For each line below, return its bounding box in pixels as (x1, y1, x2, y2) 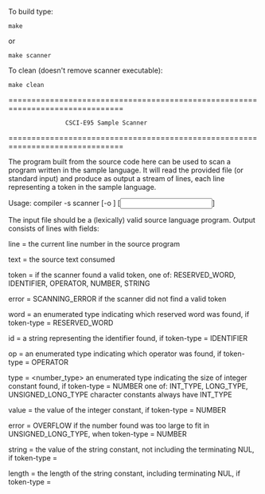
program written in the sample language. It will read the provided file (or (8, 165, 244, 175)
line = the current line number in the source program (8, 239, 181, 248)
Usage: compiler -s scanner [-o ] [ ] (8, 199, 215, 207)
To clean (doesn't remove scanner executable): (8, 65, 163, 75)
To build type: (8, 7, 53, 16)
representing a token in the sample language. (8, 183, 157, 192)
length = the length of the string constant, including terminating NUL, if (8, 468, 241, 478)
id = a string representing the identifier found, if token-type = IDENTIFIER (8, 334, 248, 342)
